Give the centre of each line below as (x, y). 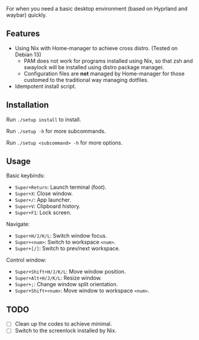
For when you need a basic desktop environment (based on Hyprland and (97, 9)
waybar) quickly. (27, 15)
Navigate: (18, 224)
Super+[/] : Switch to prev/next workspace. (68, 249)
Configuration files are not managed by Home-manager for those (104, 73)
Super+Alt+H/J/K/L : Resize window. (58, 278)
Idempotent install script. (45, 86)
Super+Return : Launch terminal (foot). (60, 187)
